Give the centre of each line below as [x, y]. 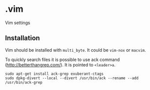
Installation [22, 38]
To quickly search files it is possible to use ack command [63, 60]
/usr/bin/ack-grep [24, 82]
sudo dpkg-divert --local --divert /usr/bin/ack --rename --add [72, 78]
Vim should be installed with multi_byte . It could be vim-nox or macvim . [75, 50]
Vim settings [18, 23]
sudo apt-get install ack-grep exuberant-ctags [54, 74]
